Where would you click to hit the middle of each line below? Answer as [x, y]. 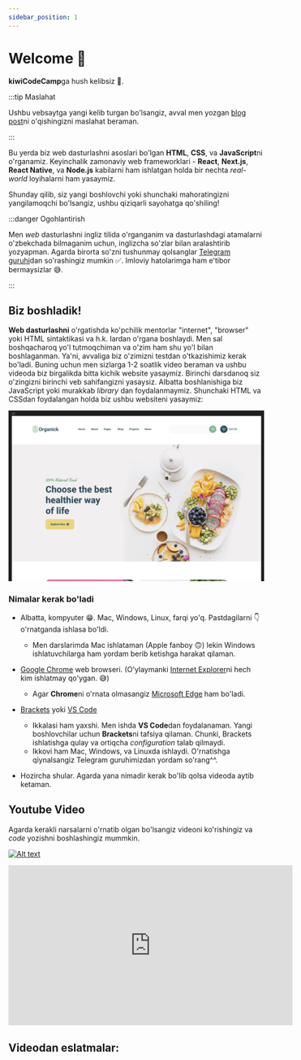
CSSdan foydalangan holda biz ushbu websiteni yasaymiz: [106, 399]
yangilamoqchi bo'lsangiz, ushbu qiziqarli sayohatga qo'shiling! [114, 202]
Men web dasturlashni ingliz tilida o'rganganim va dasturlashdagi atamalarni [135, 234]
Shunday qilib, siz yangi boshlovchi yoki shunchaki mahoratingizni [119, 194]
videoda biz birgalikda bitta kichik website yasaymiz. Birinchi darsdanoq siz [134, 373]
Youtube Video [47, 810]
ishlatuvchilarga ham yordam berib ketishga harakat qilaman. [134, 654]
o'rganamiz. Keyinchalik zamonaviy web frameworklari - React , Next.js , [129, 161]
